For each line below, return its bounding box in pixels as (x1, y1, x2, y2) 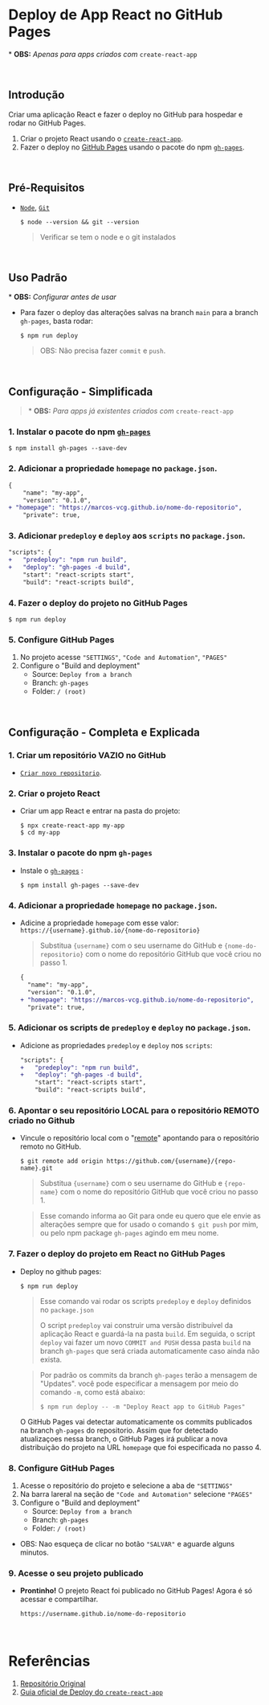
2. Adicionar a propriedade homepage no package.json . (8, 463, 218, 474)
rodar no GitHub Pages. (8, 118, 87, 128)
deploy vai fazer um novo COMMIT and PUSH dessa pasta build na (39, 1337, 251, 1347)
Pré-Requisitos (8, 181, 85, 195)
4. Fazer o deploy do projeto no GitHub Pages (8, 597, 188, 609)
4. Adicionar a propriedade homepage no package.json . (8, 900, 218, 911)
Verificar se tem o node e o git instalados (39, 232, 177, 242)
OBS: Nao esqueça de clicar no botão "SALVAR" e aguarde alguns (19, 1539, 235, 1548)
